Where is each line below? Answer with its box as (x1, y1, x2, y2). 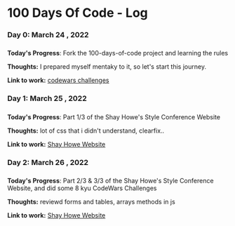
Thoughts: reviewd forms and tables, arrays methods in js (7, 198, 175, 206)
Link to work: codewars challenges (7, 76, 109, 85)
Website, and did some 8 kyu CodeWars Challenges (7, 184, 157, 192)
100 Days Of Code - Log (7, 5, 149, 21)
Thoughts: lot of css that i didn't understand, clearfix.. (7, 126, 165, 135)
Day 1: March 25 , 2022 (7, 93, 87, 103)
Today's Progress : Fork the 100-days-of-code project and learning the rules (7, 49, 229, 58)
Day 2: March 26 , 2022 (7, 157, 89, 167)
